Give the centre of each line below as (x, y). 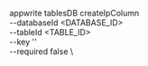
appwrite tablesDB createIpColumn (74, 13)
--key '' (23, 42)
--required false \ (42, 52)
